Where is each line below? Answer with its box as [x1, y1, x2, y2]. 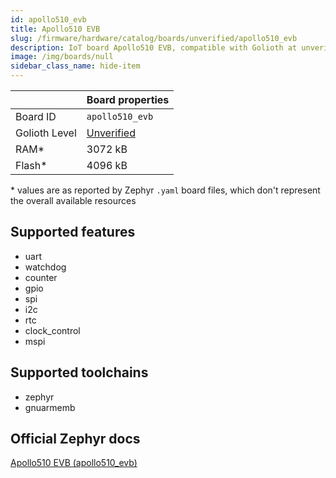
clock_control [24, 324, 81, 336]
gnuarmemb [24, 401, 76, 413]
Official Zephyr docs [10, 431, 141, 448]
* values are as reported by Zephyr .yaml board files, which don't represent [10, 184, 321, 196]
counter [24, 271, 58, 283]
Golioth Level [15, 126, 77, 140]
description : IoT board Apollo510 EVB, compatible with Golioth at [10, 42, 298, 53]
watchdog [24, 261, 67, 273]
